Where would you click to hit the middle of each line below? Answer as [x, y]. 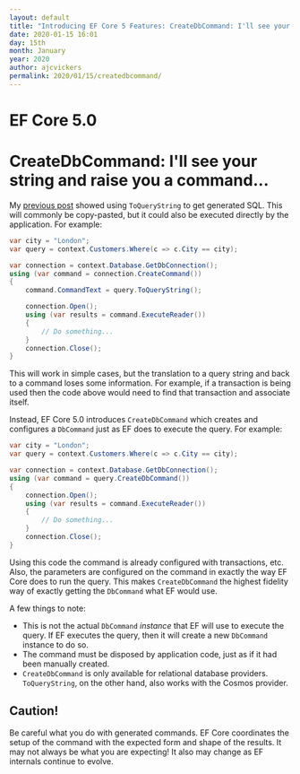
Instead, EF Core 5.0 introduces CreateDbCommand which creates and [133, 420]
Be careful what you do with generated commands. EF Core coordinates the [149, 733]
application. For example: [56, 224]
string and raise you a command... [139, 181]
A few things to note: [48, 608]
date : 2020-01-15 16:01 [54, 34]
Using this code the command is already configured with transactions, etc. [147, 562]
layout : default [39, 17]
